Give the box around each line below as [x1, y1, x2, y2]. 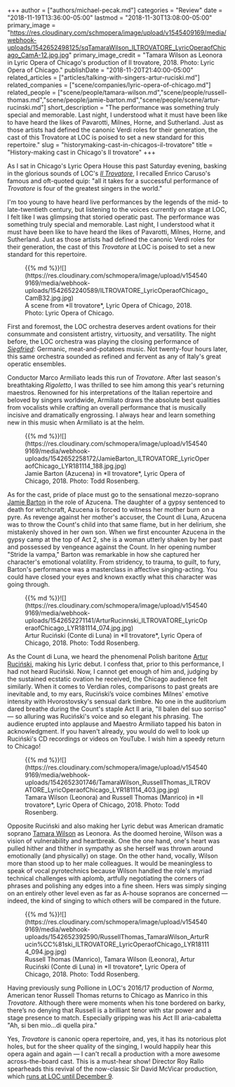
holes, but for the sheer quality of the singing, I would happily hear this [7, 1042, 212, 1050]
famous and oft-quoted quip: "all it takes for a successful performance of [7, 177, 219, 185]
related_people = [7, 88, 56, 96]
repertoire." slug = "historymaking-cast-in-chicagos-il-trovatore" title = [7, 141, 213, 149]
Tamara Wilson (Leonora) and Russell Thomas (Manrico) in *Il [25, 793, 203, 801]
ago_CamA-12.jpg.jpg [7, 51, 69, 59]
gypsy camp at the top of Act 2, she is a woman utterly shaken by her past [7, 535, 222, 543]
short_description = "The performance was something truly [48, 103, 220, 111]
